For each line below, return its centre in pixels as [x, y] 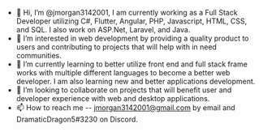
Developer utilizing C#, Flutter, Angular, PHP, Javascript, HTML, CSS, [131, 21]
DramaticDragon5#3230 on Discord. [77, 119]
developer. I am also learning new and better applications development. [136, 81]
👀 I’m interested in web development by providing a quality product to [132, 38]
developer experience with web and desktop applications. [113, 98]
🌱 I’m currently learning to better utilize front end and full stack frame [131, 64]
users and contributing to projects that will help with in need [116, 47]
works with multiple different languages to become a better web [123, 72]
